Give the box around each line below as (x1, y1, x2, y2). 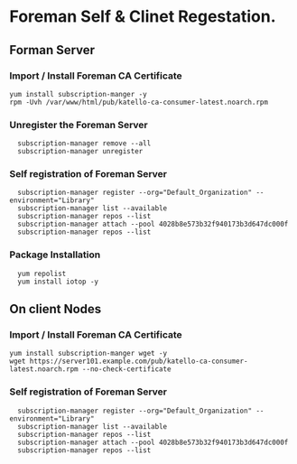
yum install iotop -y (17, 277, 99, 286)
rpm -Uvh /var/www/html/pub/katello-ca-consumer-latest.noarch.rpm (9, 97, 269, 107)
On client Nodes (9, 302, 102, 317)
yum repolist (17, 269, 67, 278)
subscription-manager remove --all (17, 139, 152, 148)
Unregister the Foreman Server (9, 118, 148, 131)
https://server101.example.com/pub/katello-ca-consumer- (29, 357, 248, 367)
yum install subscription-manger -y (9, 89, 147, 98)
